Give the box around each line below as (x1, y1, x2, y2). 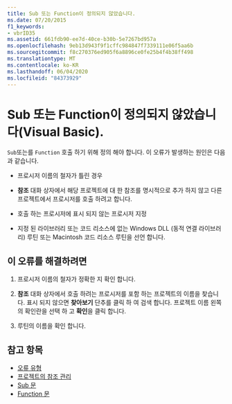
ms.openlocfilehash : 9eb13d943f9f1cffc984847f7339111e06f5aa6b (7, 42, 194, 49)
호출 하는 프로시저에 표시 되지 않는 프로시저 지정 (17, 209, 147, 218)
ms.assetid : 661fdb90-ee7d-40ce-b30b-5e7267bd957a (7, 36, 157, 43)
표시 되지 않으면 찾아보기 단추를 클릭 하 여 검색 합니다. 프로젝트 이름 (26, 299, 209, 307)
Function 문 (17, 389, 50, 398)
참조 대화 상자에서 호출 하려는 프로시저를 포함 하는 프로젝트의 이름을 (17, 290, 201, 298)
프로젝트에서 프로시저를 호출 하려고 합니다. (17, 195, 133, 203)
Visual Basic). (23, 124, 104, 139)
